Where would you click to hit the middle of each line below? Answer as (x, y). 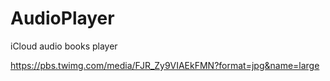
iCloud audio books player (64, 46)
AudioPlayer (62, 18)
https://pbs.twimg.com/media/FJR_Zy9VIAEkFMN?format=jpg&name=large (165, 65)
